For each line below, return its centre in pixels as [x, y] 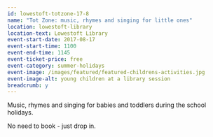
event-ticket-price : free [45, 59]
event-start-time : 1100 [42, 46]
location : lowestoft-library [50, 27]
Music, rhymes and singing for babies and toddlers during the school [107, 105]
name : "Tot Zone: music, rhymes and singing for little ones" [100, 20]
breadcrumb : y [28, 85]
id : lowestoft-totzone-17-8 [48, 14]
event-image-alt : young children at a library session [89, 79]
